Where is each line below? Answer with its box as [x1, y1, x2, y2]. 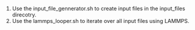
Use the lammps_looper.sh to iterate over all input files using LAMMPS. [12, 18, 190, 24]
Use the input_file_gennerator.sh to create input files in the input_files [12, 5, 185, 12]
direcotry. [12, 11, 36, 18]
